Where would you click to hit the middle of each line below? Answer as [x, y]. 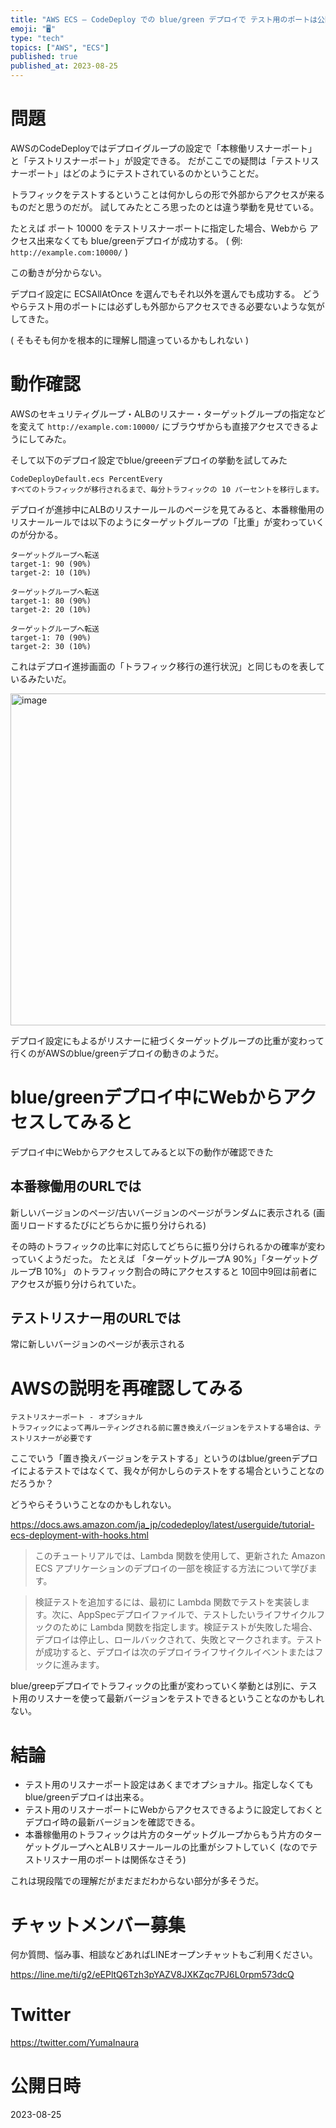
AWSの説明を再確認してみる [127, 1388]
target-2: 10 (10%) [51, 572]
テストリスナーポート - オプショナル [76, 1417]
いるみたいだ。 [41, 678]
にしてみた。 [45, 438]
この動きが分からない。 [58, 272]
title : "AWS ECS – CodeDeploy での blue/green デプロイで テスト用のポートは [164, 19]
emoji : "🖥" [33, 29]
